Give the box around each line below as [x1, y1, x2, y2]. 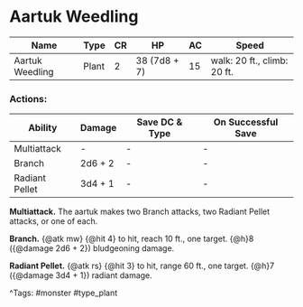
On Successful [213, 116, 279, 128]
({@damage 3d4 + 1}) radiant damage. [9, 270, 153, 281]
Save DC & [136, 116, 183, 128]
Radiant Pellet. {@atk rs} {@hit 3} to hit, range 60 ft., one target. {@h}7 [9, 260, 275, 272]
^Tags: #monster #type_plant [9, 287, 118, 299]
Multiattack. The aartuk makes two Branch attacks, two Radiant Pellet [9, 206, 271, 218]
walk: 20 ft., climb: [210, 54, 289, 67]
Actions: [9, 92, 48, 105]
